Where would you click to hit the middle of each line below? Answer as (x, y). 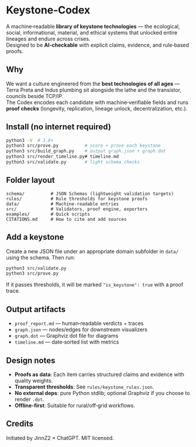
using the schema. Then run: (41, 257)
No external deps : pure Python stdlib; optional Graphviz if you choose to (102, 393)
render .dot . (29, 399)
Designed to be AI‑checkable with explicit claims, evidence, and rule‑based (97, 45)
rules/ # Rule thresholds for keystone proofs (77, 199)
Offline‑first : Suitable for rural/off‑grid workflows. (75, 405)
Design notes (31, 360)
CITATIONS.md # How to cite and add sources (66, 219)
